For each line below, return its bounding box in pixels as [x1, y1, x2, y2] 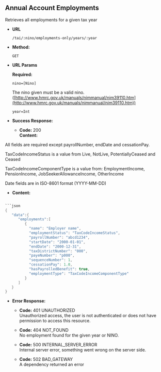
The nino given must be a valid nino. [12, 89, 85, 95]
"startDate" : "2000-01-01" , [29, 239, 86, 245]
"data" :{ [11, 213, 29, 217]
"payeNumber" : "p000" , [29, 253, 75, 258]
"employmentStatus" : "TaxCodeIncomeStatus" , [29, 230, 120, 235]
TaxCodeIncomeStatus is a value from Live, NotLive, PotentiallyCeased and [5, 151, 156, 157]
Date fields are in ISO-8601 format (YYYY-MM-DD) [5, 180, 107, 186]
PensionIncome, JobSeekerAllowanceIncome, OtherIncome [5, 171, 124, 177]
